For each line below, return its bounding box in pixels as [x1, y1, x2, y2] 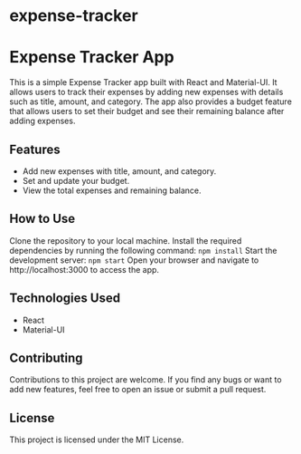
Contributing [9, 350, 83, 365]
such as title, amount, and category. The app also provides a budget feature [9, 96, 292, 107]
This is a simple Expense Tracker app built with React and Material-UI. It [9, 77, 277, 88]
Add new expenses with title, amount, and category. [22, 165, 217, 177]
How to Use [9, 211, 76, 227]
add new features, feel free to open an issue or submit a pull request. [9, 384, 267, 395]
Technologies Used [9, 291, 120, 306]
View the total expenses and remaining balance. [22, 185, 202, 196]
